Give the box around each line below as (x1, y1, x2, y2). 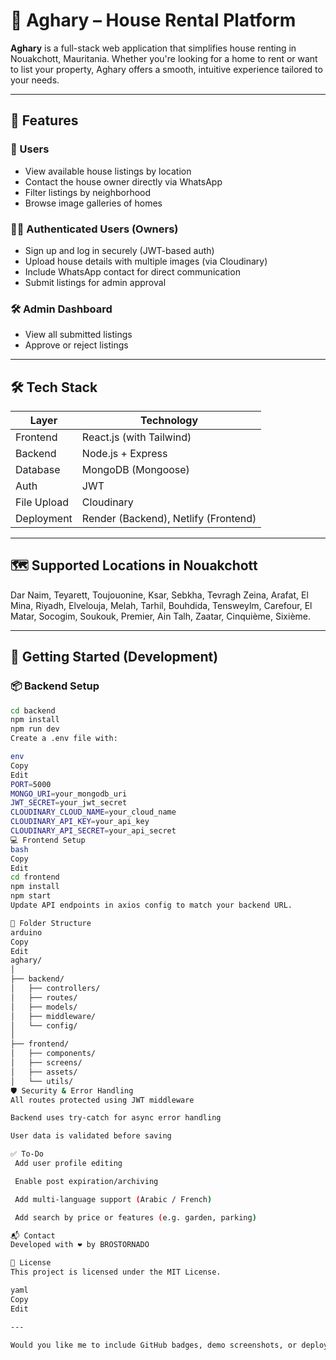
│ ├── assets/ (10, 1067, 78, 1077)
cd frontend (10, 872, 60, 883)
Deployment (15, 512, 73, 526)
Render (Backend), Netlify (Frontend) (81, 512, 257, 526)
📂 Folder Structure (10, 918, 92, 928)
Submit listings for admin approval (24, 276, 167, 288)
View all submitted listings (24, 329, 133, 341)
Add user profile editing (14, 1159, 123, 1169)
